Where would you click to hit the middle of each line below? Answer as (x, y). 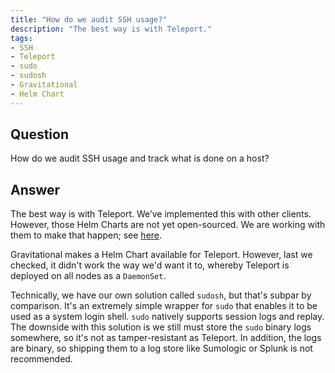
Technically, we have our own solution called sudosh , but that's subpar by (161, 295)
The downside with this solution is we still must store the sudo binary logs (161, 327)
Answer (35, 189)
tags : (21, 38)
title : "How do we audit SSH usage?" (89, 19)
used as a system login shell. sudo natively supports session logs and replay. (167, 317)
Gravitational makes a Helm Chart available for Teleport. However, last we (161, 255)
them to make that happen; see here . (86, 235)
